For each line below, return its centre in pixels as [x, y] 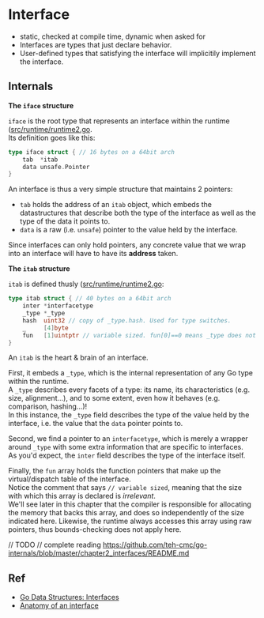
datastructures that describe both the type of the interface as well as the [138, 213]
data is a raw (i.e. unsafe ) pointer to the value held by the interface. [128, 230]
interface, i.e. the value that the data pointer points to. [96, 424]
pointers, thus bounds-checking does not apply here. [95, 529]
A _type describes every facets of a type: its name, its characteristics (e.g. [129, 390]
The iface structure [41, 105]
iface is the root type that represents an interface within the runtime [119, 121]
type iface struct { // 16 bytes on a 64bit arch [92, 152]
